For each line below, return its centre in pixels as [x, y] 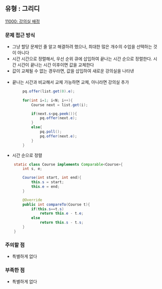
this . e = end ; [45, 187]
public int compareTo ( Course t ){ [56, 204]
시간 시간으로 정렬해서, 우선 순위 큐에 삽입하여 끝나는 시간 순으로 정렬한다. [82, 59]
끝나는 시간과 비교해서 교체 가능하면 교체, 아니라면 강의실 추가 [71, 82]
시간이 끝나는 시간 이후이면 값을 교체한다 [56, 65]
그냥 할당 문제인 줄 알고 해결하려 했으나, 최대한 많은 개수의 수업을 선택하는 [82, 47]
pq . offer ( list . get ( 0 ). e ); [49, 91]
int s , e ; [32, 169]
